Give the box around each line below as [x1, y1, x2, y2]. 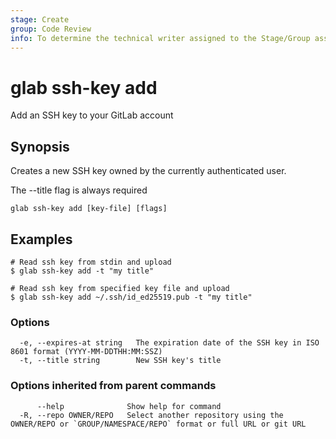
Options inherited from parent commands [10, 379, 217, 393]
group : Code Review [10, 24, 92, 34]
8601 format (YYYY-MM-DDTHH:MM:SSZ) [10, 347, 163, 357]
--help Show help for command [36, 401, 222, 411]
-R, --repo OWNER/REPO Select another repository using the [19, 410, 284, 420]
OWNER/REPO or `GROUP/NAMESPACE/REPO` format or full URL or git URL [10, 419, 307, 429]
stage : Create [10, 14, 70, 25]
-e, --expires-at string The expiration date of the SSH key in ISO [19, 338, 320, 348]
